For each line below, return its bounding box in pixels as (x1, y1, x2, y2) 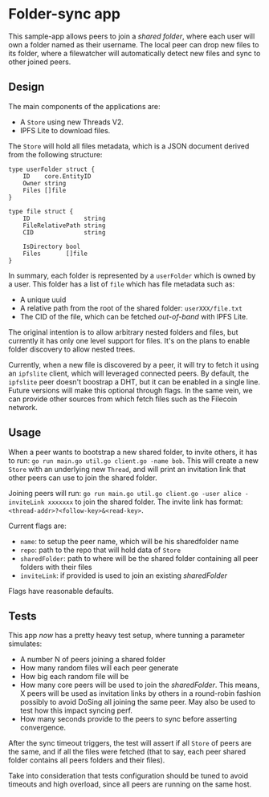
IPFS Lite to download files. (19, 125, 111, 135)
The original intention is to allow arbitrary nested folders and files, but (8, 327, 238, 337)
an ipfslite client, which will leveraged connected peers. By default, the (8, 368, 250, 378)
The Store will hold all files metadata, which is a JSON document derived (8, 141, 250, 151)
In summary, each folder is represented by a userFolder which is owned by (8, 270, 256, 280)
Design (8, 80, 45, 94)
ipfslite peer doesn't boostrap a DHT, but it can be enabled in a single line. (8, 376, 261, 386)
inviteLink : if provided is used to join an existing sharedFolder (19, 571, 227, 580)
